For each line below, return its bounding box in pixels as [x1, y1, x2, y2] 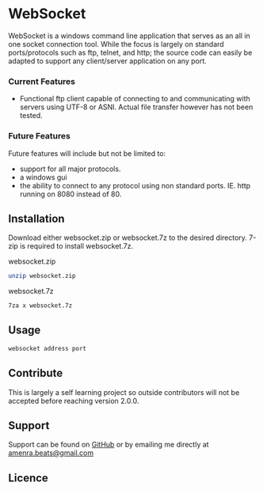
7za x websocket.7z [8, 302, 73, 310]
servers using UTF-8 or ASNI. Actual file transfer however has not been [19, 102, 253, 112]
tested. [19, 111, 44, 120]
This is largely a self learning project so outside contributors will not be [8, 387, 240, 397]
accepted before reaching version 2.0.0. [8, 396, 139, 405]
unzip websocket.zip [8, 272, 77, 280]
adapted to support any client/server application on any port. [8, 56, 208, 66]
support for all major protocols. [19, 164, 121, 173]
